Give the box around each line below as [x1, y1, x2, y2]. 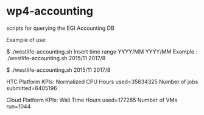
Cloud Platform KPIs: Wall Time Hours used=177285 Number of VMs [6, 96, 178, 103]
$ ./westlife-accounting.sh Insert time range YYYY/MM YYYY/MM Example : [6, 47, 198, 55]
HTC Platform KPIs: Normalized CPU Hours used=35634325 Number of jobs [6, 78, 199, 85]
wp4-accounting [6, 4, 93, 18]
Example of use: [6, 36, 47, 43]
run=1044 [6, 102, 31, 110]
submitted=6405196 [6, 84, 57, 92]
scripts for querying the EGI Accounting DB [6, 24, 114, 32]
